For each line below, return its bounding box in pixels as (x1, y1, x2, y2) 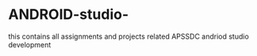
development (8, 39, 52, 49)
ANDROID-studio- (8, 6, 129, 24)
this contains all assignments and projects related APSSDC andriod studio (8, 32, 250, 41)
